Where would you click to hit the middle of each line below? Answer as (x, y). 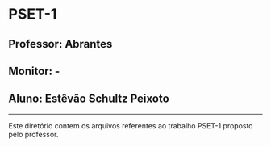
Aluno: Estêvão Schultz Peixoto (89, 99)
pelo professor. (33, 134)
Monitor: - (34, 71)
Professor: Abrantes (60, 44)
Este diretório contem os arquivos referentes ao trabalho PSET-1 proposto (131, 125)
